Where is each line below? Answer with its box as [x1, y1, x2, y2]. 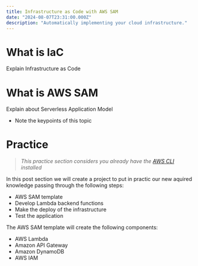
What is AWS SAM [6, 86, 99, 99]
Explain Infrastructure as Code [6, 65, 81, 72]
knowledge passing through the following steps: [6, 182, 124, 189]
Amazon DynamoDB [14, 248, 64, 255]
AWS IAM [14, 254, 39, 262]
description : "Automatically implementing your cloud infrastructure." [6, 20, 187, 26]
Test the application [14, 212, 64, 220]
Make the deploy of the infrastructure [14, 206, 107, 213]
